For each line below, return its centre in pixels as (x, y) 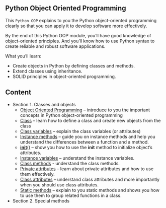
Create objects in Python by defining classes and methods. (73, 65)
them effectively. (37, 174)
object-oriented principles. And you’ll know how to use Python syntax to (80, 41)
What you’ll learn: (23, 56)
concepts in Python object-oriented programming (71, 115)
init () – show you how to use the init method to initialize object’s (86, 147)
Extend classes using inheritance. (47, 71)
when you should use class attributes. (59, 185)
